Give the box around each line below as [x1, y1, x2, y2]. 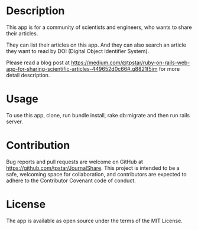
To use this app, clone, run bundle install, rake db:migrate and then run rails [6, 111, 190, 119]
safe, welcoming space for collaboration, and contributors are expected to [6, 170, 187, 178]
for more [158, 65, 180, 72]
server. [6, 118, 24, 125]
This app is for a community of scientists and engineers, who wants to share [6, 24, 192, 31]
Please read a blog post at [6, 59, 70, 66]
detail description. [6, 71, 50, 78]
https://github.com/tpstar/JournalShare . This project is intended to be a [6, 164, 180, 172]
